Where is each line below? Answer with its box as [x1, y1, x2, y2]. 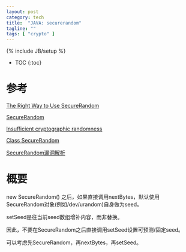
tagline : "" [6, 25, 36, 32]
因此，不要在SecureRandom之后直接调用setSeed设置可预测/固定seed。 [6, 226, 184, 233]
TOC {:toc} [14, 59, 42, 66]
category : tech [6, 14, 44, 20]
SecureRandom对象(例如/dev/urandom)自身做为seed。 [6, 201, 142, 208]
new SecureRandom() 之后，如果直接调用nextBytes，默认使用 [6, 193, 160, 201]
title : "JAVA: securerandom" [6, 20, 82, 26]
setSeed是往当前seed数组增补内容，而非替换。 [6, 214, 123, 220]
